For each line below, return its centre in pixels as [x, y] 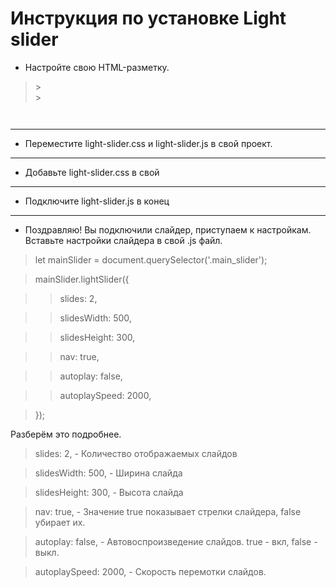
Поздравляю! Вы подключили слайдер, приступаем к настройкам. [168, 229]
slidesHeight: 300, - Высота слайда [109, 492]
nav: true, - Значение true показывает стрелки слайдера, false [168, 511]
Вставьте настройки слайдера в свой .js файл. [123, 240]
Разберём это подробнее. [66, 434]
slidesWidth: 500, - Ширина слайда [108, 473]
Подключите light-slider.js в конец [97, 201]
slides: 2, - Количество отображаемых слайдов [136, 453]
